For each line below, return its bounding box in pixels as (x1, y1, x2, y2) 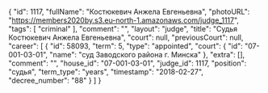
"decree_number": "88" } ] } (8, 76, 102, 85)
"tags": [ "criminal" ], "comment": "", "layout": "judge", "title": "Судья (8, 24, 238, 33)
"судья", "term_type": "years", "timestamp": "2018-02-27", (8, 67, 204, 76)
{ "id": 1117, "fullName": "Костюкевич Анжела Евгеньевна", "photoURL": (8, 7, 250, 16)
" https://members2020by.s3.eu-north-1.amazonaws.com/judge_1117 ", (8, 15, 240, 25)
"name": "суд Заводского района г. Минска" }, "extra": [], (49, 50, 245, 59)
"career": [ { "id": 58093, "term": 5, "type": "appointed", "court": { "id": (8, 41, 244, 51)
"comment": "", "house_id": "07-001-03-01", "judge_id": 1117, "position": (8, 58, 247, 68)
